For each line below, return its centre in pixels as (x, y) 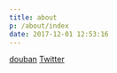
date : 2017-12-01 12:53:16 (59, 34)
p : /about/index (39, 26)
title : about (33, 17)
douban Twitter (37, 60)
